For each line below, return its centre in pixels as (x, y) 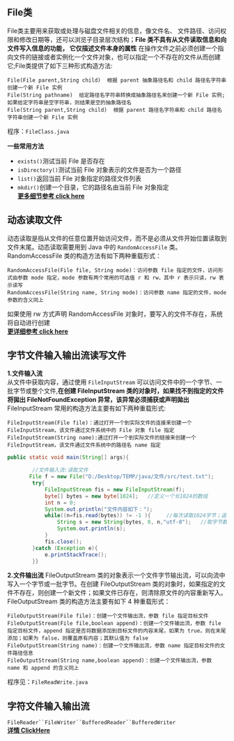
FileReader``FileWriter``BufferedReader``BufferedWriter (92, 723)
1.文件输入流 (25, 373)
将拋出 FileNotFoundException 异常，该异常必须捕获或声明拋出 (98, 400)
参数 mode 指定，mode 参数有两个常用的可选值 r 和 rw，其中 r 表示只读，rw (116, 278)
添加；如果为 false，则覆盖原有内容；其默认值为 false (78, 638)
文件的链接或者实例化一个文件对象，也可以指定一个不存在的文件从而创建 (117, 57)
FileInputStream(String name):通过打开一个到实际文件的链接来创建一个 (102, 438)
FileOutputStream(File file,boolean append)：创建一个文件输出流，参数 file (114, 624)
